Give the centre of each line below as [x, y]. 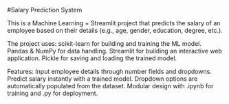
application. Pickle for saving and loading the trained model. [92, 58]
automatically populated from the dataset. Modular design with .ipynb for [110, 86]
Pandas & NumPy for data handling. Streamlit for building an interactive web [115, 51]
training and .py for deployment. [53, 93]
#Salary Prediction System [45, 10]
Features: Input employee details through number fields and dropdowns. [109, 71]
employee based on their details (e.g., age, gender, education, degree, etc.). [115, 30]
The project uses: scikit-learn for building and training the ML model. [104, 43]
